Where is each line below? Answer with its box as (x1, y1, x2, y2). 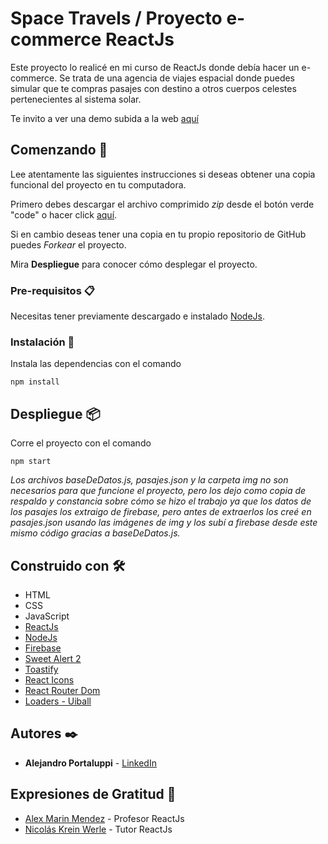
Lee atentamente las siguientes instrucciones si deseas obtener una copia (10, 168, 316, 180)
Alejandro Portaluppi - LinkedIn (24, 757, 157, 769)
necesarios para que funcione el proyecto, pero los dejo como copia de (10, 485, 307, 497)
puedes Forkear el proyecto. (10, 238, 127, 251)
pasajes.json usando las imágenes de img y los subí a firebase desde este (10, 517, 318, 529)
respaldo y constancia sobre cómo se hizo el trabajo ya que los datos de (10, 495, 312, 507)
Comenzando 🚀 (10, 142, 108, 159)
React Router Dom (24, 684, 101, 696)
